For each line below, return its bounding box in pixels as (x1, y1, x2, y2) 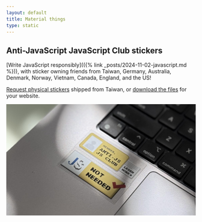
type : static (6, 22, 39, 28)
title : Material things (6, 16, 66, 22)
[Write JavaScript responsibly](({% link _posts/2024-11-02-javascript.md (6, 61, 187, 69)
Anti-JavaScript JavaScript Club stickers (6, 45, 163, 55)
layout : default (6, 10, 47, 16)
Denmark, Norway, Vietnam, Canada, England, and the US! (6, 74, 151, 81)
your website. (6, 92, 40, 99)
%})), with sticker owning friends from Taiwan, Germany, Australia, (6, 68, 171, 75)
